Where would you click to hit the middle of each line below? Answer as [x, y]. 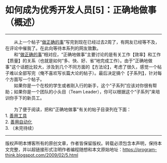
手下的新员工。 [29, 98]
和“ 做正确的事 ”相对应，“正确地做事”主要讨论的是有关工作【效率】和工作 [87, 54]
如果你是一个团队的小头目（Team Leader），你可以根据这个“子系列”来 [84, 91]
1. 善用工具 [16, 115]
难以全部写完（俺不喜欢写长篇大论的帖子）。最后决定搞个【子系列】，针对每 [85, 73]
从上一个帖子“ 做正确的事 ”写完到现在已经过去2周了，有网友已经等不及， [87, 42]
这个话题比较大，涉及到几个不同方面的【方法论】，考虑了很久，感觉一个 [84, 67]
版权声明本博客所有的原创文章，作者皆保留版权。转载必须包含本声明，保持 [81, 143]
